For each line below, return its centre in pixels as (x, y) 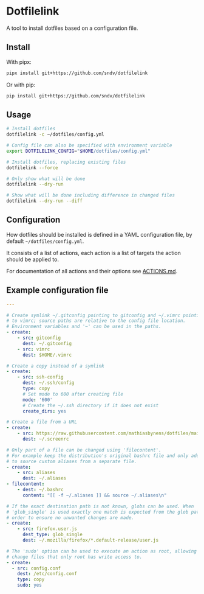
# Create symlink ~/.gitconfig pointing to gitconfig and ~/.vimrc (93, 315)
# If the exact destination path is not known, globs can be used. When (100, 506)
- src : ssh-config (40, 377)
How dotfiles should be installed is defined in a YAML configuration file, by (99, 234)
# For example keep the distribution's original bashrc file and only (97, 456)
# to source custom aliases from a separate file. (72, 461)
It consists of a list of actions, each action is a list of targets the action (93, 253)
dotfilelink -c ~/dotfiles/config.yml (55, 135)
